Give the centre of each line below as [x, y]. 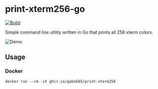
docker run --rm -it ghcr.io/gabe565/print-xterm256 [60, 81]
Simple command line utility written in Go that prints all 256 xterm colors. [79, 32]
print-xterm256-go [45, 9]
